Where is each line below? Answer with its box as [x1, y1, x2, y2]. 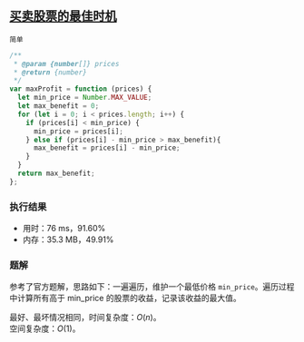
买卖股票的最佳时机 [9, 8, 117, 24]
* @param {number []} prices [13, 59, 120, 68]
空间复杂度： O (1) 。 [9, 323, 81, 334]
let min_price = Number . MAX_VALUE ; [17, 93, 152, 103]
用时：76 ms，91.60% [22, 223, 106, 234]
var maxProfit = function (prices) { [9, 84, 152, 93]
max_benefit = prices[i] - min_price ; [33, 143, 181, 152]
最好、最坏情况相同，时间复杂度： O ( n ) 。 [9, 312, 162, 323]
